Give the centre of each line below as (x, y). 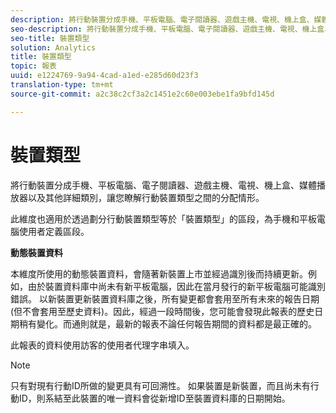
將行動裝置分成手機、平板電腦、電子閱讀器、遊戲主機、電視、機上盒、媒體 (163, 185)
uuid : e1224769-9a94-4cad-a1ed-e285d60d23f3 (104, 76)
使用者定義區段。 (54, 231)
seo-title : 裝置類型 (50, 38)
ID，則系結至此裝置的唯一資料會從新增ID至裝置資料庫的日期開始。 (154, 398)
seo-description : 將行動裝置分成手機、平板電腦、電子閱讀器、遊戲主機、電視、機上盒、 (171, 29)
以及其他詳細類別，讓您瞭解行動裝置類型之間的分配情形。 (146, 197)
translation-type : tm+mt (62, 85)
